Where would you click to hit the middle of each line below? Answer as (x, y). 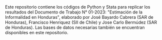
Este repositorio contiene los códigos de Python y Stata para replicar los (78, 7)
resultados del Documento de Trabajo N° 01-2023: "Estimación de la (74, 12)
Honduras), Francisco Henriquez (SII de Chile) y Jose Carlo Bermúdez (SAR (81, 22)
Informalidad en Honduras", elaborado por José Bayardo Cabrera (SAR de (79, 17)
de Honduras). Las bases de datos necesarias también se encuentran (75, 27)
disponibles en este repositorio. (37, 33)
